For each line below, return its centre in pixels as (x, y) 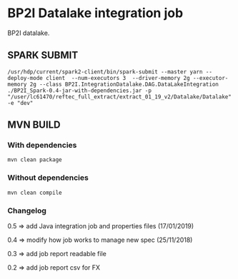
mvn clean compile (35, 193)
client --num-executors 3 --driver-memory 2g (118, 78)
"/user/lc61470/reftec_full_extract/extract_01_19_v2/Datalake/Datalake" (120, 97)
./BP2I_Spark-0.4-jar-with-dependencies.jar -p (80, 91)
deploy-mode (25, 78)
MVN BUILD (34, 125)
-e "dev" (20, 103)
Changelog (27, 210)
